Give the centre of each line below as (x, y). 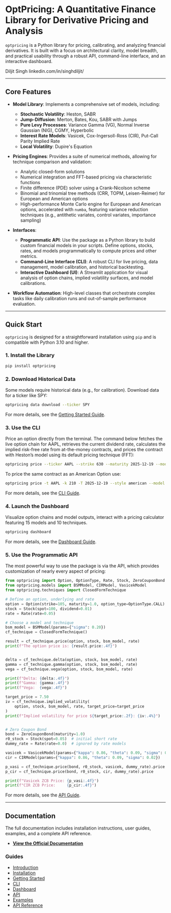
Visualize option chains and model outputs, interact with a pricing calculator (85, 517)
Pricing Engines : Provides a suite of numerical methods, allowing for (84, 156)
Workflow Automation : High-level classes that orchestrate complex (84, 293)
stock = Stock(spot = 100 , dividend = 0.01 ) (49, 609)
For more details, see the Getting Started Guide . (55, 414)
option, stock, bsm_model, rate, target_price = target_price (79, 706)
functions (30, 182)
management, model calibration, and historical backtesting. (82, 267)
